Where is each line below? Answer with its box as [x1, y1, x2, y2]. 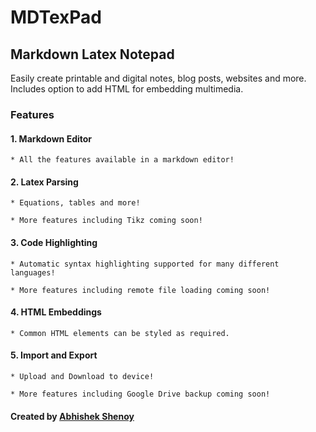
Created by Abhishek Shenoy [10, 410, 135, 422]
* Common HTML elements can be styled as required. [10, 328, 230, 338]
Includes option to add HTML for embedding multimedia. [10, 83, 244, 95]
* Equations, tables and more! [10, 198, 141, 208]
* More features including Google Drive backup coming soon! [10, 389, 271, 399]
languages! [10, 267, 56, 278]
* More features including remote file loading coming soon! [10, 285, 271, 295]
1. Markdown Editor [10, 132, 93, 145]
